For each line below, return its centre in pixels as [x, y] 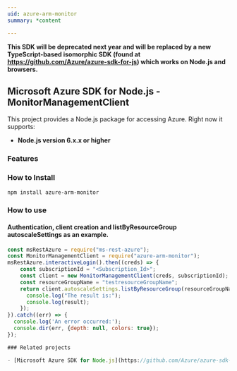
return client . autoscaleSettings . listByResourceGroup [101, 289]
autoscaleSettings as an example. [58, 234]
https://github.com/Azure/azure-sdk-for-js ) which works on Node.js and [116, 61]
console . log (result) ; [58, 302]
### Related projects [39, 347]
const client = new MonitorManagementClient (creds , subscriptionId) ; [124, 276]
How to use [27, 210]
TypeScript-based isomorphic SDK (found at [74, 54]
